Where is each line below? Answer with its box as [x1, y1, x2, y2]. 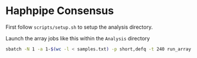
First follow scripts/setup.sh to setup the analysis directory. [5, 23, 153, 30]
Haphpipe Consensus [5, 4, 114, 18]
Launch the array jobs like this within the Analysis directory [5, 35, 150, 42]
